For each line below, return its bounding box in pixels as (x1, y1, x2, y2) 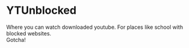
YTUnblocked (6, 4, 77, 17)
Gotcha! (6, 36, 26, 43)
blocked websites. (6, 29, 52, 37)
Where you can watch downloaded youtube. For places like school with (6, 23, 184, 31)
